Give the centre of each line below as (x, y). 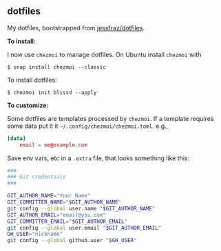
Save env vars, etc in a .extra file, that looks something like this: (98, 158)
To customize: (28, 105)
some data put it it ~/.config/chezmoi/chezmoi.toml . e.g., (88, 126)
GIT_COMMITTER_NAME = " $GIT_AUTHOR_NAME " (64, 202)
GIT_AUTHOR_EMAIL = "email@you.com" (57, 215)
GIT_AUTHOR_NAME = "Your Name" (49, 196)
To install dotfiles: (32, 80)
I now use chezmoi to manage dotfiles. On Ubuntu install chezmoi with (104, 54)
